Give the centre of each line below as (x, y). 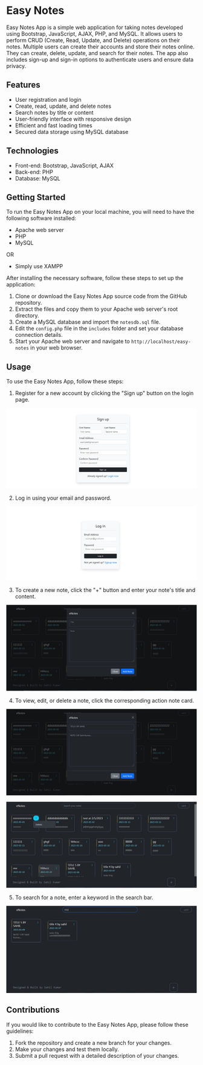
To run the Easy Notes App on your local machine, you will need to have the (100, 212)
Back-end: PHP (34, 172)
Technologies (33, 151)
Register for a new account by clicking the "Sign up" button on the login (104, 393)
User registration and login (48, 99)
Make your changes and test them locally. (67, 1049)
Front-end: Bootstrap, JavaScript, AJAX (64, 165)
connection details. (39, 335)
